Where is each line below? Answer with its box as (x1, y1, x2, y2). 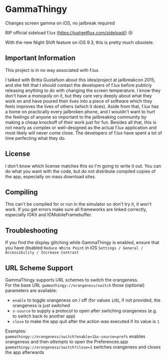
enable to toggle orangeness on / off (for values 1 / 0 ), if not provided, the (12, 297, 161, 303)
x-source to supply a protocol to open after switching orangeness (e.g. (12, 308, 158, 314)
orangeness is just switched (12, 303, 70, 308)
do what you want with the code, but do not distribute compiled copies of (5, 168, 156, 174)
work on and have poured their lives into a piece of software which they (5, 98, 153, 104)
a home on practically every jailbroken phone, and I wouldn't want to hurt (5, 108, 156, 114)
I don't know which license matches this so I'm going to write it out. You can (5, 163, 162, 169)
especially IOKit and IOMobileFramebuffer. (5, 212, 92, 218)
